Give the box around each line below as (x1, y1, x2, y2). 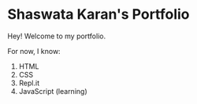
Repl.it (18, 78, 40, 88)
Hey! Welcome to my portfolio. (7, 31, 106, 41)
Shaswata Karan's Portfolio (7, 5, 190, 23)
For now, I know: (7, 46, 61, 56)
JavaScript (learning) (18, 86, 87, 95)
